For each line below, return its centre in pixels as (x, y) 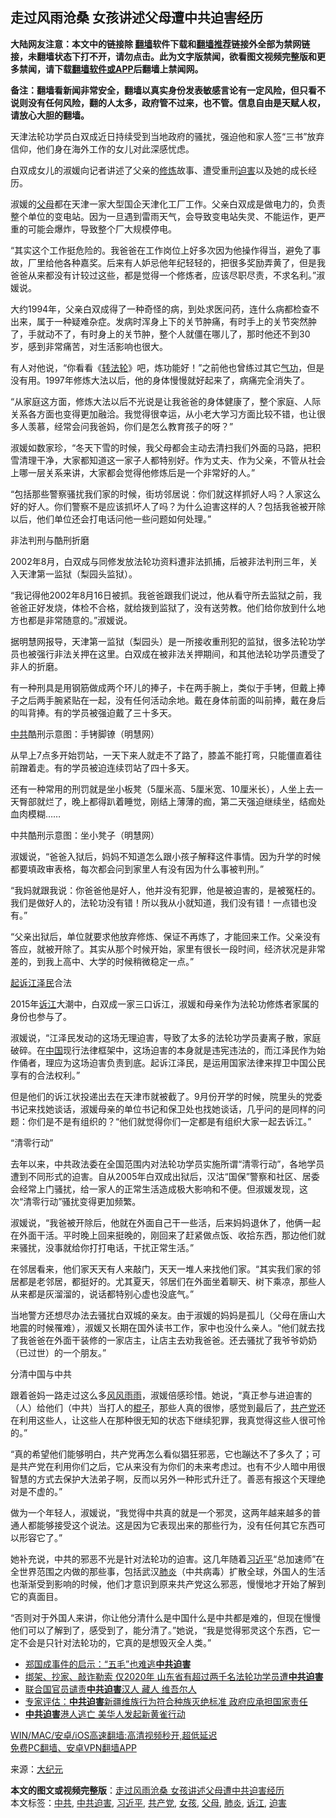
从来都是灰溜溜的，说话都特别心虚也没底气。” (102, 1294)
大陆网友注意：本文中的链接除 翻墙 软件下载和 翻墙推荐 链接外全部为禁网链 (160, 44)
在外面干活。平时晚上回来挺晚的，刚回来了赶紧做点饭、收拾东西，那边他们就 (168, 1235)
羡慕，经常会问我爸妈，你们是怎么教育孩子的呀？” (130, 426)
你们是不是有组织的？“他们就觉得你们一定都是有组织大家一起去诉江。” (169, 1121)
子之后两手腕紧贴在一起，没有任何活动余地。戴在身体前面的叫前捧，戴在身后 (168, 700)
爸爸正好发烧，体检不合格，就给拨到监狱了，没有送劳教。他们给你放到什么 (163, 607)
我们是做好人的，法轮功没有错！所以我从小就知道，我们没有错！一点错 (155, 902)
